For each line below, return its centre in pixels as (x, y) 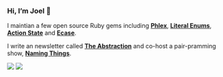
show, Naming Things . (39, 53)
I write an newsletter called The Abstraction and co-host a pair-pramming (112, 46)
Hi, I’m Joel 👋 (29, 11)
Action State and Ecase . (42, 33)
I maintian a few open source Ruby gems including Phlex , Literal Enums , (109, 26)
